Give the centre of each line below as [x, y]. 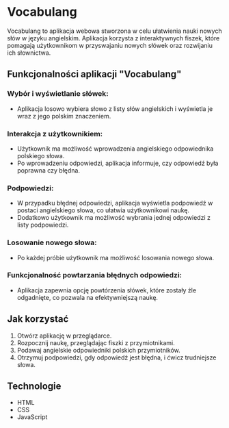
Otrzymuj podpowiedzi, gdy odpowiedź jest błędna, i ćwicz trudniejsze [117, 357]
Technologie [34, 387]
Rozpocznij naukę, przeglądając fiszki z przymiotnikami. [96, 342]
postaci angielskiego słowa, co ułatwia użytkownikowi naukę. [103, 210]
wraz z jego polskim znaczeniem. [64, 116]
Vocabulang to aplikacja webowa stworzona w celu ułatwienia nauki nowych [114, 31]
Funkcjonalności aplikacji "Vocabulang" [94, 74]
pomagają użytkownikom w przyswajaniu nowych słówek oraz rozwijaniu [110, 45]
